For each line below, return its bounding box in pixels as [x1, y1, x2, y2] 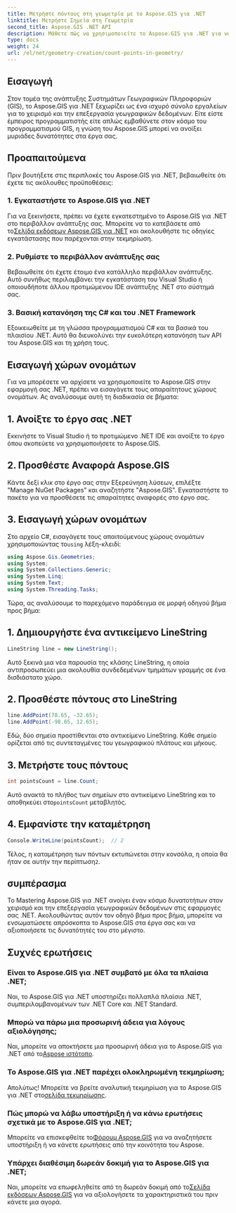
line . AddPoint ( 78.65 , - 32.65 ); [7, 712, 99, 719]
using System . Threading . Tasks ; [7, 586, 99, 593]
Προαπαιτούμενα [7, 152, 86, 164]
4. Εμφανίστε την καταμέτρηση [7, 818, 151, 830]
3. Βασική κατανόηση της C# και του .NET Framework [7, 307, 196, 317]
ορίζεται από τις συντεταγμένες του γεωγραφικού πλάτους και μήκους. [7, 739, 218, 747]
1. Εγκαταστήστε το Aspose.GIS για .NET [7, 196, 151, 205]
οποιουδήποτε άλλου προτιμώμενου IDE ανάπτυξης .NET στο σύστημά [7, 283, 214, 291]
